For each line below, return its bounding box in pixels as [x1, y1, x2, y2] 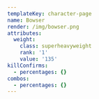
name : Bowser [7, 17, 45, 24]
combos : [7, 75, 30, 82]
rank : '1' [20, 49, 49, 56]
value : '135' [20, 56, 58, 63]
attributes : [7, 29, 42, 37]
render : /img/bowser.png [7, 23, 79, 30]
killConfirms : [7, 62, 49, 69]
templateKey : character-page [7, 10, 92, 17]
